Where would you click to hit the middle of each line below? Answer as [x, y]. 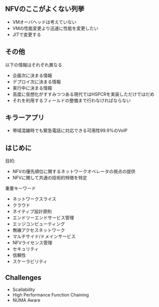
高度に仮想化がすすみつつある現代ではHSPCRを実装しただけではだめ [83, 94]
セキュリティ [25, 249]
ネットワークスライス [34, 199]
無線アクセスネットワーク [39, 230]
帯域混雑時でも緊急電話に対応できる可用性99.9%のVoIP [70, 130]
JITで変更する [27, 34]
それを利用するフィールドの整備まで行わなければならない [71, 100]
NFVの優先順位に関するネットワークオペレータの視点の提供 [74, 171]
